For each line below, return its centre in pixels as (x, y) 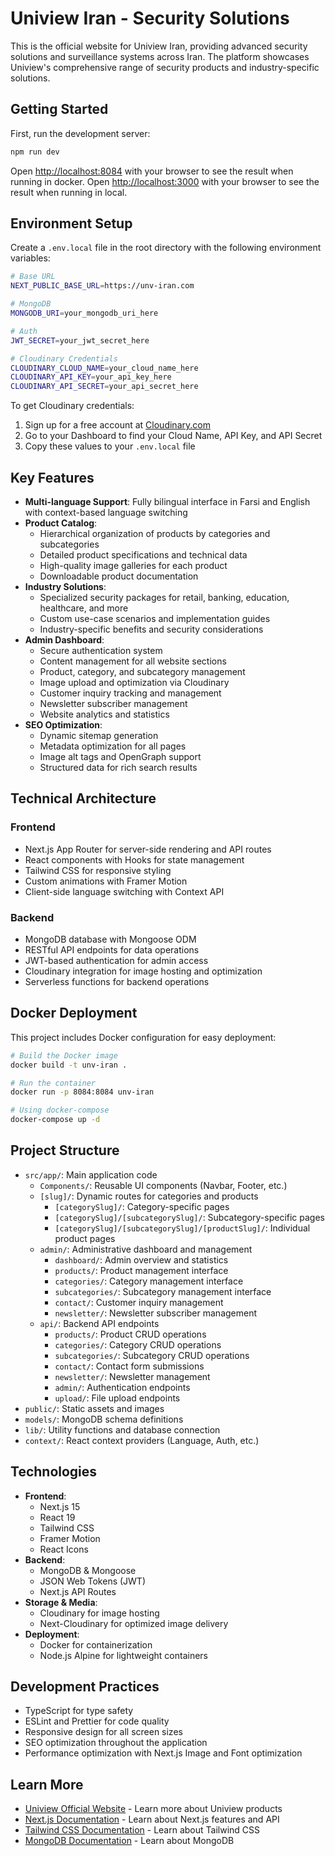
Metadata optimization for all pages (113, 746)
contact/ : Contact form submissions (129, 1366)
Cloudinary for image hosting (99, 1613)
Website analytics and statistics (104, 714)
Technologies (54, 1472)
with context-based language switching (106, 512)
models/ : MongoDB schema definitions (104, 1419)
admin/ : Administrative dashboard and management (146, 1249)
